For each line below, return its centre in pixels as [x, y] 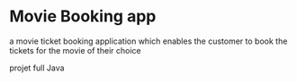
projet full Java [37, 68]
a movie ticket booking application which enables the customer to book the [148, 41]
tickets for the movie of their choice [75, 50]
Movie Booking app [83, 16]
